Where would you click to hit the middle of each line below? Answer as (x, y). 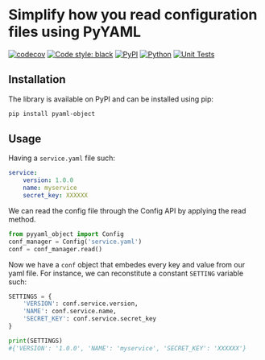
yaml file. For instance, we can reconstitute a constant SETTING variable (126, 273)
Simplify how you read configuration (133, 15)
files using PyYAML (75, 32)
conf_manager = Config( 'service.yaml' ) (75, 242)
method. (22, 219)
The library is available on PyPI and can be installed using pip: (111, 99)
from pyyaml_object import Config (66, 234)
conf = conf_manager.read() (56, 249)
